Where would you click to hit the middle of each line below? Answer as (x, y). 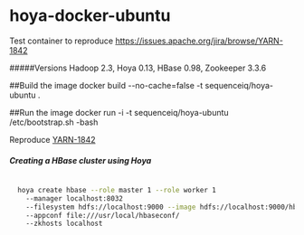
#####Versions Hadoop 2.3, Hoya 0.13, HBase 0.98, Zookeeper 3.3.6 (138, 68)
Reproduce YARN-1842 (52, 139)
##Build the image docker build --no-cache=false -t (106, 85)
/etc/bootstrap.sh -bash (54, 122)
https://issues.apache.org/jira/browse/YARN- (199, 41)
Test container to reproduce (62, 41)
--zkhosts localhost (64, 224)
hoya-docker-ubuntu (90, 16)
